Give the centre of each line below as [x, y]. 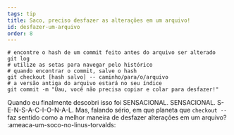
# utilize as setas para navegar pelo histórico [80, 65]
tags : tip [22, 14]
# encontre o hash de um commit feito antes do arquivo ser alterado [112, 53]
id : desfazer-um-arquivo [44, 27]
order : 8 [20, 33]
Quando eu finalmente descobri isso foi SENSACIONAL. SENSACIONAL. [112, 103]
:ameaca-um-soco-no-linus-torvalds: [62, 125]
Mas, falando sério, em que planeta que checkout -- [151, 110]
